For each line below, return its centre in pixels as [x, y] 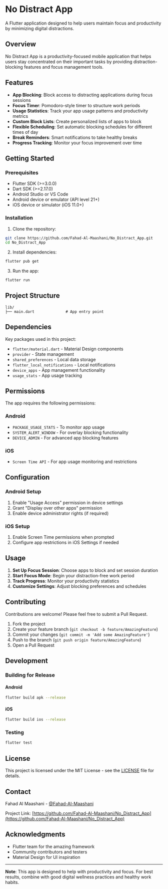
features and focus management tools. [64, 67]
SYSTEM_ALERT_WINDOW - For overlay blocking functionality [70, 432]
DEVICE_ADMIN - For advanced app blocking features [65, 437]
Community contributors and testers [50, 852]
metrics [20, 116]
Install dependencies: [34, 252]
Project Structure [32, 296]
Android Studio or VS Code [40, 194]
